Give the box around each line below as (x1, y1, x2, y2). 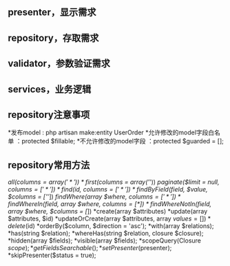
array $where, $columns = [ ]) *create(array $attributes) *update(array (8, 207, 208, 216)
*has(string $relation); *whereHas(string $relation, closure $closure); (8, 229, 204, 238)
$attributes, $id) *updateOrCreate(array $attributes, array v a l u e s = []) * (8, 214, 211, 223)
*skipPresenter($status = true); (8, 251, 96, 260)
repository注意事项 (8, 109, 90, 121)
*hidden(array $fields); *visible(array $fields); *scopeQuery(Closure (8, 236, 202, 245)
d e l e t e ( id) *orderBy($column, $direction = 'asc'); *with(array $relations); (8, 222, 214, 230)
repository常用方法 (8, 159, 90, 171)
